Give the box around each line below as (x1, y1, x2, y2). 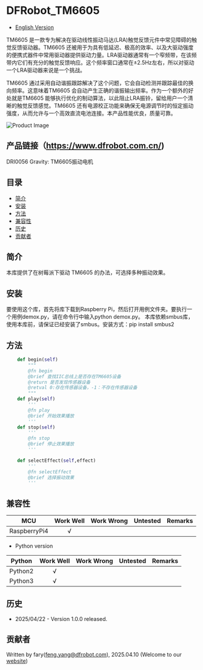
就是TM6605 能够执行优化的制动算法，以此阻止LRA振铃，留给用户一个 (11, 94, 188, 102)
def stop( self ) (17, 424, 56, 430)
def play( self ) (17, 396, 56, 402)
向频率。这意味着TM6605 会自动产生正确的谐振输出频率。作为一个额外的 (6, 87, 189, 94)
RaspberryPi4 (9, 527, 48, 536)
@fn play (28, 407, 50, 413)
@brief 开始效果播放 (28, 413, 75, 419)
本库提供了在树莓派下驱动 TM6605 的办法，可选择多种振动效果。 (6, 269, 169, 276)
